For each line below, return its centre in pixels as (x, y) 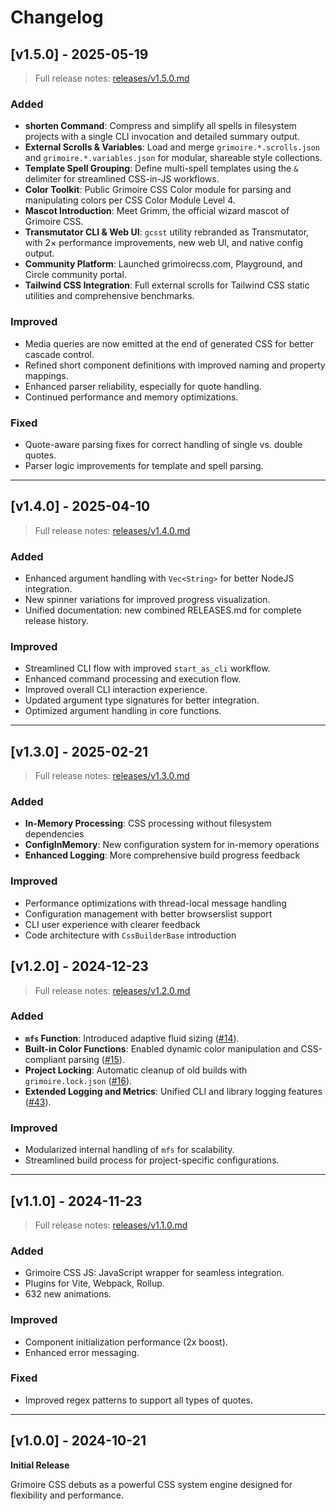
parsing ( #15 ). (96, 1059)
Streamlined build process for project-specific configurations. (152, 1160)
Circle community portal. (75, 275)
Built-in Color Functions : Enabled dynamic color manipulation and (161, 1048)
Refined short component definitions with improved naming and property (175, 365)
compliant (45, 1059)
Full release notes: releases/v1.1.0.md (111, 1225)
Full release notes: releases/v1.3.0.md (112, 776)
